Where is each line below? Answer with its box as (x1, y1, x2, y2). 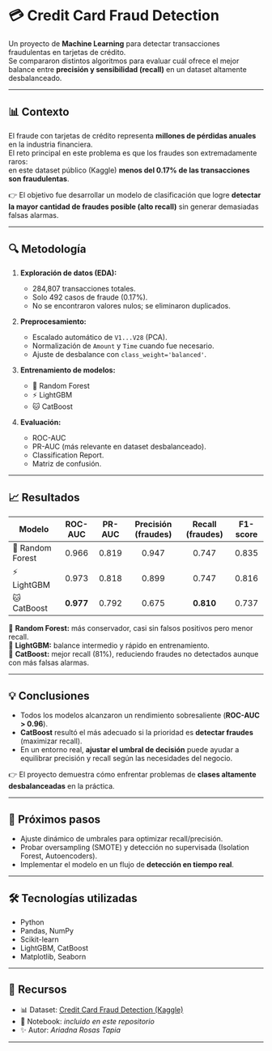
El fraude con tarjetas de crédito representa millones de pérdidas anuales (8, 130, 257, 140)
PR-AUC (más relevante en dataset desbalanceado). (32, 441, 206, 451)
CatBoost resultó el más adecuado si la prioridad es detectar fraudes (19, 728, 253, 738)
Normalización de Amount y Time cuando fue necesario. (32, 341, 215, 351)
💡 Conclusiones (8, 689, 90, 703)
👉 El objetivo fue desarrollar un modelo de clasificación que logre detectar (8, 189, 261, 199)
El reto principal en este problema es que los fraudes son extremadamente (8, 147, 257, 158)
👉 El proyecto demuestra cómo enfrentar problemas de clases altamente (8, 770, 257, 780)
